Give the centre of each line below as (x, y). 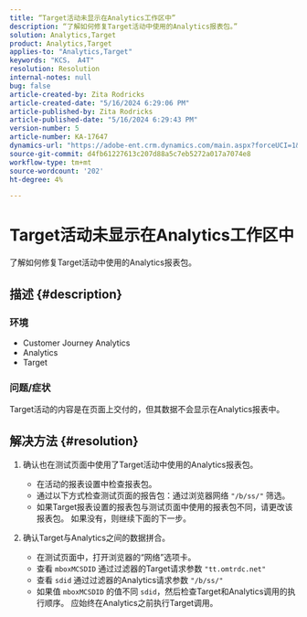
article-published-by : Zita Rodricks (81, 112)
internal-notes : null (51, 78)
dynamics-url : (37, 145)
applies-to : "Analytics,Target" (71, 52)
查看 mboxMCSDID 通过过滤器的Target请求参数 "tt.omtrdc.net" (151, 569)
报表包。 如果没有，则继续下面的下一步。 (114, 518)
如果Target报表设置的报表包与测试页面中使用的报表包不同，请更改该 (164, 506)
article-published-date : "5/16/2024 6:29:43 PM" (104, 120)
